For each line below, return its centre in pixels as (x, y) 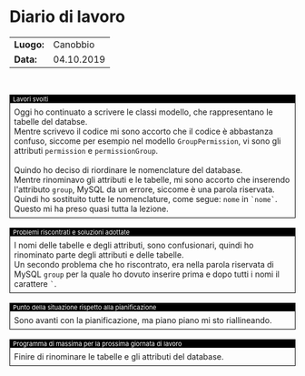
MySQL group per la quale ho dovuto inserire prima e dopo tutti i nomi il (147, 274)
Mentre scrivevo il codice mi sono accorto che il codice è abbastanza (144, 131)
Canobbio (74, 45)
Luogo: (30, 45)
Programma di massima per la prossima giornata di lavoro (98, 343)
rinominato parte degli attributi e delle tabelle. (99, 254)
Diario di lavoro (67, 17)
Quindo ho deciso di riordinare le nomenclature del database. (128, 169)
